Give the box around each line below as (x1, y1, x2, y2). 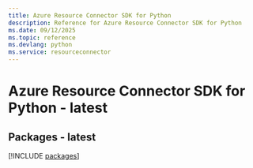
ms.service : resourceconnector (8, 48, 111, 56)
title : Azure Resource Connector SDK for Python (8, 11, 172, 20)
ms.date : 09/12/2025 (8, 26, 77, 34)
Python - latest (8, 99, 108, 117)
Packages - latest (8, 130, 96, 144)
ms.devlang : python (8, 41, 73, 49)
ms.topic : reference (8, 33, 77, 42)
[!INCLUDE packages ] (8, 151, 80, 160)
